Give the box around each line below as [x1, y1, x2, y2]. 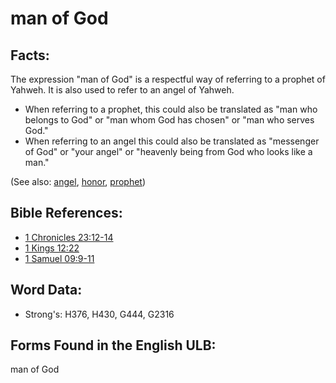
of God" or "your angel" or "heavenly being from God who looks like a [24, 146, 313, 157]
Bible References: [10, 205, 123, 222]
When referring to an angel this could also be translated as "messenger [24, 135, 320, 147]
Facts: [10, 47, 50, 64]
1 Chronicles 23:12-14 [24, 231, 114, 243]
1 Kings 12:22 [24, 242, 80, 254]
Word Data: [10, 282, 83, 299]
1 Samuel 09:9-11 [24, 252, 95, 264]
